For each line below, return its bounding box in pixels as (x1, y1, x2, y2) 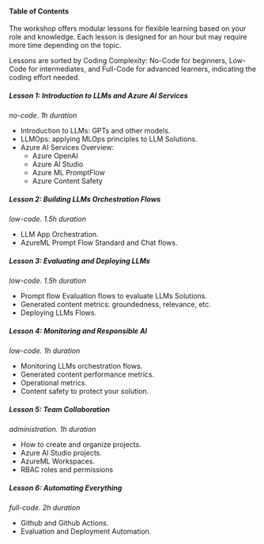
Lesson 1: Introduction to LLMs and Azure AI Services (9, 91, 188, 100)
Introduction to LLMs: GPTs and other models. (20, 126, 171, 136)
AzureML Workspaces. (20, 456, 96, 466)
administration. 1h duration (9, 425, 96, 434)
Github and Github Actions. (20, 518, 109, 528)
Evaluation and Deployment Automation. (20, 527, 152, 536)
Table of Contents (9, 6, 70, 16)
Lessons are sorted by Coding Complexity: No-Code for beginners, (9, 56, 228, 66)
